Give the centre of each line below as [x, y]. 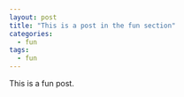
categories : [31, 34]
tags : [19, 50]
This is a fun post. [42, 83]
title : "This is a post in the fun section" [92, 26]
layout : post [33, 17]
